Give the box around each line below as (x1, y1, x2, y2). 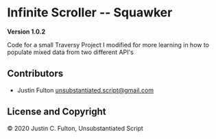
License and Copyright (7, 106, 106, 118)
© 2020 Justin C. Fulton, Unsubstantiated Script (7, 124, 144, 132)
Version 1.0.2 (7, 27, 46, 36)
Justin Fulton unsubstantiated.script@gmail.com (16, 86, 154, 94)
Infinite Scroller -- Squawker (7, 5, 173, 21)
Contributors (7, 68, 64, 79)
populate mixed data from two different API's (7, 48, 134, 56)
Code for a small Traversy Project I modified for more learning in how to (7, 40, 210, 49)
